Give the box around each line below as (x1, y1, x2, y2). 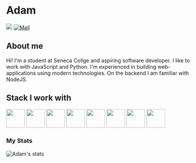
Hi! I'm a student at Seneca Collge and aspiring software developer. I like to (6, 57, 190, 64)
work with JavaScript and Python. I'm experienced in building (6, 63, 157, 70)
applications (6, 69, 36, 76)
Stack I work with (6, 93, 71, 103)
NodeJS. (6, 75, 28, 83)
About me (6, 41, 43, 51)
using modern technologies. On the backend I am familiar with (37, 69, 189, 76)
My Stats (6, 137, 33, 145)
